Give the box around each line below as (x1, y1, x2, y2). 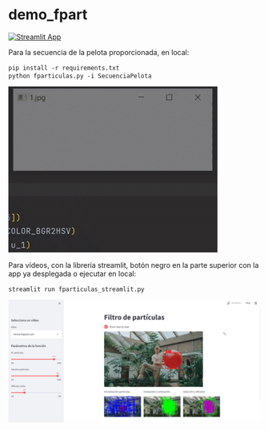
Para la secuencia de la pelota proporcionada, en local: (8, 47, 190, 57)
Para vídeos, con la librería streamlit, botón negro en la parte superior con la (8, 260, 259, 269)
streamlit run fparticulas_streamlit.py (8, 285, 146, 293)
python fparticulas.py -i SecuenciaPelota (8, 72, 152, 80)
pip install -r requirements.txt (8, 64, 120, 72)
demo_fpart (8, 6, 88, 24)
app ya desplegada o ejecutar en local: (8, 269, 137, 278)
